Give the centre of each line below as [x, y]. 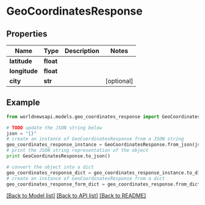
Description [82, 51]
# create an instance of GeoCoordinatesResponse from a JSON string [95, 139]
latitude [21, 61]
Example [23, 103]
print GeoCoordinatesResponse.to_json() [59, 156]
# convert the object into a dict [50, 167]
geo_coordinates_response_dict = [49, 173]
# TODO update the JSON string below [54, 128]
